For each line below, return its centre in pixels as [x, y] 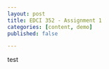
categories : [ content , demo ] [50, 27]
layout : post [26, 14]
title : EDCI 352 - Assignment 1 [54, 20]
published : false [33, 33]
